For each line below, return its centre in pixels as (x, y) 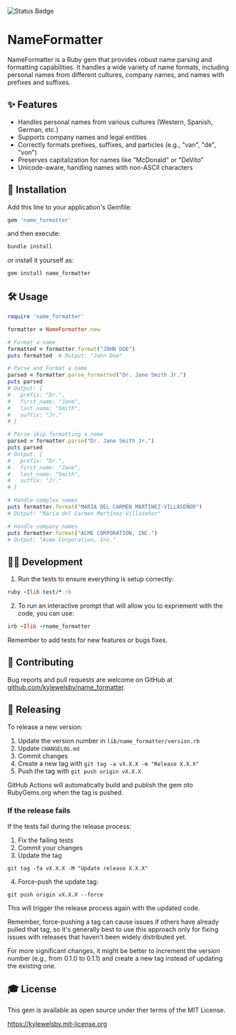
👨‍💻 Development (45, 562)
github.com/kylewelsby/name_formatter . (67, 687)
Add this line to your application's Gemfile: (70, 207)
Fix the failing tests (45, 840)
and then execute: (34, 234)
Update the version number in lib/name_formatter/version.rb (109, 740)
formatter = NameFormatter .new (54, 329)
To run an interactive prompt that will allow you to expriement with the (120, 606)
